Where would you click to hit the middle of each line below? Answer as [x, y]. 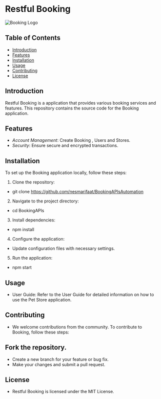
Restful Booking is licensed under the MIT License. [63, 392]
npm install [23, 230]
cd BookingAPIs [28, 211]
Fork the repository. [36, 347]
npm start [22, 267]
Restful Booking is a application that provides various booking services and [80, 103]
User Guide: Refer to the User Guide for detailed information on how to [83, 295]
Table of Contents [33, 38]
